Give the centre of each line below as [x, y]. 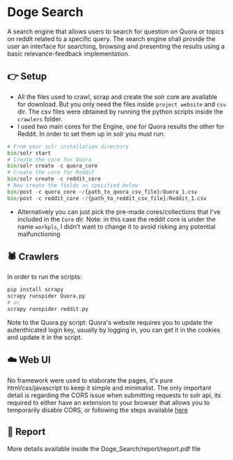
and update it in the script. [45, 337]
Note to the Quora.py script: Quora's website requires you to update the [110, 322]
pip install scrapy [35, 290]
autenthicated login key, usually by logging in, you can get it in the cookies [114, 330]
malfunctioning [39, 233]
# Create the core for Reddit [51, 172]
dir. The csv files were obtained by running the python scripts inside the [120, 112]
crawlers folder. [40, 118]
